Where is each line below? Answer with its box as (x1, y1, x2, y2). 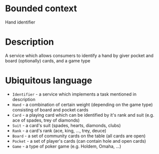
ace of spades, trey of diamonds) (12, 117, 80, 123)
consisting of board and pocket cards (12, 106, 89, 113)
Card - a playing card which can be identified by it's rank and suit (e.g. (12, 112, 155, 118)
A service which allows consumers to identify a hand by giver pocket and (5, 52, 154, 58)
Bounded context (5, 3, 77, 14)
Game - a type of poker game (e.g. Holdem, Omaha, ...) (12, 143, 122, 149)
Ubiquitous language (5, 75, 93, 86)
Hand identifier (5, 19, 35, 25)
